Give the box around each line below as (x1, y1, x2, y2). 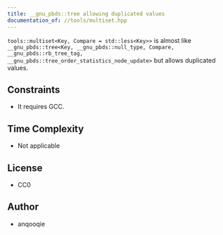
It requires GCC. (17, 103, 65, 111)
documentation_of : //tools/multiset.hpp (7, 17, 128, 24)
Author (7, 201, 39, 213)
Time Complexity (7, 122, 84, 134)
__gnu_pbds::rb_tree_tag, (7, 50, 83, 57)
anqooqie (17, 220, 46, 228)
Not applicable (17, 141, 60, 150)
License (7, 162, 43, 174)
